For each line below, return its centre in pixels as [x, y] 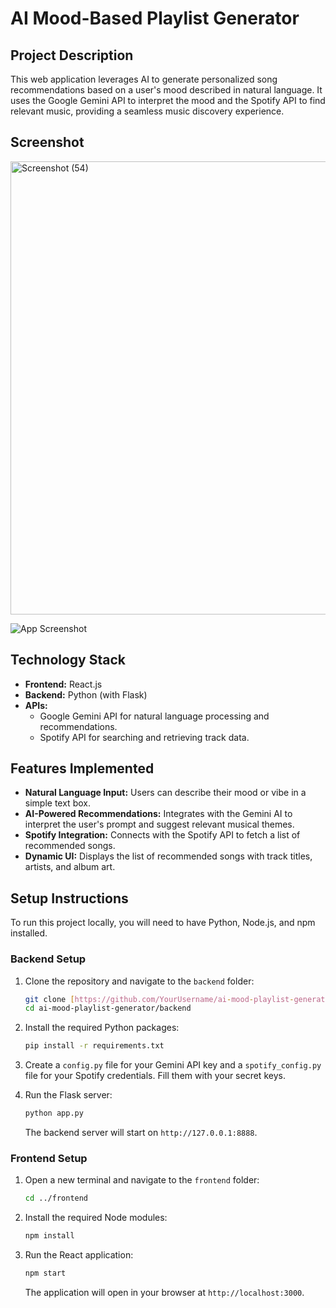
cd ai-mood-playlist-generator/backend [108, 1008]
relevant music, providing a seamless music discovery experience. [147, 111]
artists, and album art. [70, 867]
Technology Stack [68, 660]
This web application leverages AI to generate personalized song [144, 79]
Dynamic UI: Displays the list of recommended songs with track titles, [168, 856]
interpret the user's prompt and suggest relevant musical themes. [159, 824]
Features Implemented [82, 768]
